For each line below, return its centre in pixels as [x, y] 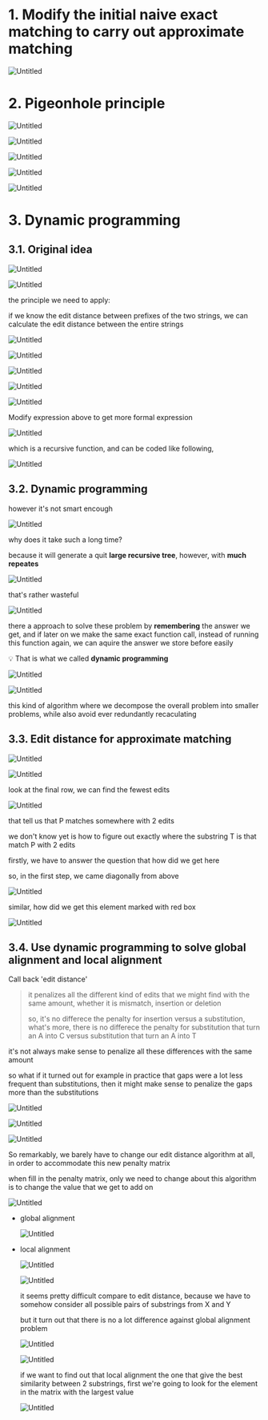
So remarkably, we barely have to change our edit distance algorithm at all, [132, 1155]
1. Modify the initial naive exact [113, 15]
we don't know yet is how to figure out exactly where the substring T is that [133, 836]
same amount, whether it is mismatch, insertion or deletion [124, 1003]
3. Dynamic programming [94, 220]
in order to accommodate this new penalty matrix [89, 1163]
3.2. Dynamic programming [78, 490]
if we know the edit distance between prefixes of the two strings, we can [128, 315]
